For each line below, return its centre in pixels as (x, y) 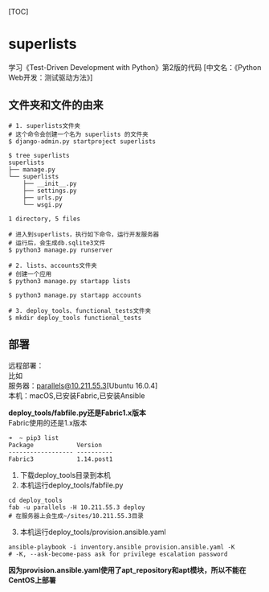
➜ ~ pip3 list (34, 438)
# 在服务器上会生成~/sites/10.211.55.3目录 (76, 516)
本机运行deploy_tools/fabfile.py (71, 485)
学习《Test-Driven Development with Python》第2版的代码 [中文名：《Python (135, 67)
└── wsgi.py (43, 204)
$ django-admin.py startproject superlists (82, 141)
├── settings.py (50, 191)
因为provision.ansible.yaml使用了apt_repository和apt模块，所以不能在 (127, 569)
